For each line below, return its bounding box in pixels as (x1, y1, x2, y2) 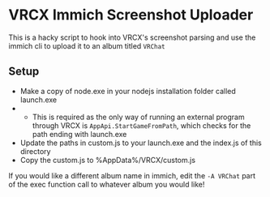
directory (19, 146, 51, 156)
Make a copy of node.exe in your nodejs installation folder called (19, 86, 237, 96)
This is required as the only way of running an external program (32, 112, 245, 122)
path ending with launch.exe (32, 129, 127, 139)
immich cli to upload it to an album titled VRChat (8, 41, 165, 50)
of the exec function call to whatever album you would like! (8, 179, 205, 189)
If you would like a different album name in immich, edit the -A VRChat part (8, 170, 256, 180)
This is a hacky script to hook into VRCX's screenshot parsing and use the (8, 32, 256, 42)
